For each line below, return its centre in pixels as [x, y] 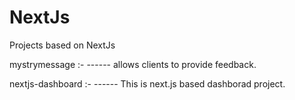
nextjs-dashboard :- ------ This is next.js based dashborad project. [147, 83]
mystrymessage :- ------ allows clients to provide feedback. [133, 64]
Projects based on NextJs [62, 45]
